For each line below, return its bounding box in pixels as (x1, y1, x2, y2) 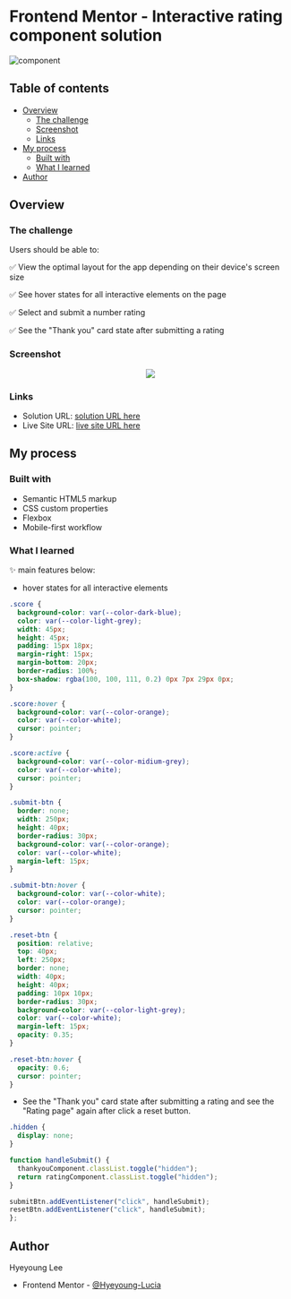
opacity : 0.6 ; (17, 1063, 70, 1072)
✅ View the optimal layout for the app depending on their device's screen (9, 262, 280, 272)
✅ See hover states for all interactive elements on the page (9, 289, 227, 300)
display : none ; (17, 1131, 74, 1140)
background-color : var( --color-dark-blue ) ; (17, 607, 182, 617)
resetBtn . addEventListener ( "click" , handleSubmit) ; (9, 1205, 206, 1215)
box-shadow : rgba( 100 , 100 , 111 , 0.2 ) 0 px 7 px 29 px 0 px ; (17, 675, 235, 684)
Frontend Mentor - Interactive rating (9, 6, 284, 27)
